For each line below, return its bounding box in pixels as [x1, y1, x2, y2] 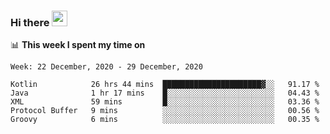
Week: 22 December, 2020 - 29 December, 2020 [10, 62, 203, 72]
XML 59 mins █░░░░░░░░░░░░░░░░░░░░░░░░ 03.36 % [10, 97, 320, 107]
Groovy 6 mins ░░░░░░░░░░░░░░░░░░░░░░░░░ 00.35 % [10, 115, 320, 125]
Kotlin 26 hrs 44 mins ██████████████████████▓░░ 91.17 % [10, 80, 320, 90]
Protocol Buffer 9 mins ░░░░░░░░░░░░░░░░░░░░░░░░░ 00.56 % [10, 106, 320, 116]
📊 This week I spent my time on [10, 39, 146, 51]
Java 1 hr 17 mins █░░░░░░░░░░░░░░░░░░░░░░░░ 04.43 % [10, 88, 320, 99]
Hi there [10, 15, 50, 29]
